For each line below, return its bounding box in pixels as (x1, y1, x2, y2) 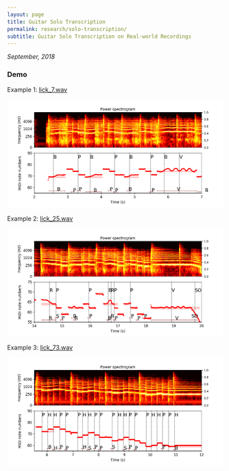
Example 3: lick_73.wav (7, 343, 73, 351)
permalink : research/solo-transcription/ (7, 25, 128, 32)
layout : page (7, 11, 45, 18)
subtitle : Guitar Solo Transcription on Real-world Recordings (7, 33, 192, 40)
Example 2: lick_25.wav (7, 214, 73, 223)
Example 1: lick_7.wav (7, 85, 67, 94)
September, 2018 (7, 52, 56, 61)
